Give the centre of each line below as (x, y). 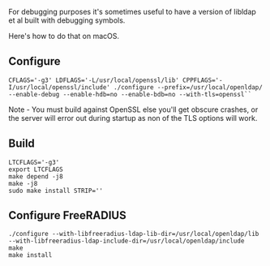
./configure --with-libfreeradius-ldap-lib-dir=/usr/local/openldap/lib (134, 234)
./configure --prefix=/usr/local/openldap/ (188, 87)
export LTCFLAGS (36, 169)
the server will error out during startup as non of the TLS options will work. (133, 118)
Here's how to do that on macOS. (64, 36)
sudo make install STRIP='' (56, 191)
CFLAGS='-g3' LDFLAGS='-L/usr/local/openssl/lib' (94, 80)
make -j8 (23, 183)
